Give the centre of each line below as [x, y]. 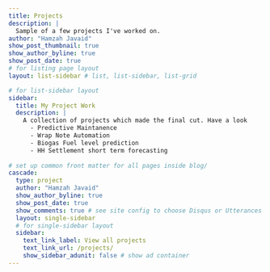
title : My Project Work [55, 106]
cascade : [23, 173]
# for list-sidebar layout [54, 90]
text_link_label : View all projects [85, 241]
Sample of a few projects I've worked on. [88, 31]
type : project [39, 181]
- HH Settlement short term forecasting [99, 150]
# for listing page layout [54, 69]
